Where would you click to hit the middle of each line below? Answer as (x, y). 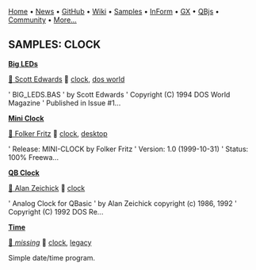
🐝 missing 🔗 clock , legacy (50, 242)
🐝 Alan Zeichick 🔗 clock (47, 188)
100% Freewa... (34, 157)
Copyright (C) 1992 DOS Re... (56, 211)
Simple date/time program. (52, 257)
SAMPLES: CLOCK (55, 45)
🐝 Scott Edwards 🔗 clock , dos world (67, 79)
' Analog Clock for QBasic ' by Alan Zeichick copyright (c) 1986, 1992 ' (123, 203)
